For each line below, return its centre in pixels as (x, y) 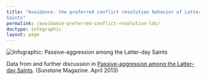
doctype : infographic (34, 29)
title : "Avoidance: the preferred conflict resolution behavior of (94, 12)
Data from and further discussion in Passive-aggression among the (91, 64)
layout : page (23, 35)
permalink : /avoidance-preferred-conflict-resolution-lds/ (83, 23)
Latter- (185, 64)
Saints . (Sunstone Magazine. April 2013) (68, 70)
